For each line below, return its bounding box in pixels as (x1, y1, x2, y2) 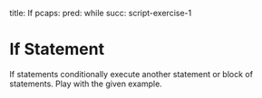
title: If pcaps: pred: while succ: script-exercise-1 (9, 8, 192, 18)
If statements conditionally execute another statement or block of (9, 68, 254, 79)
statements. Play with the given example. (9, 78, 163, 89)
